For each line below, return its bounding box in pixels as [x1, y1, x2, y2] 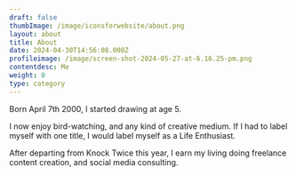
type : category [9, 79, 66, 88]
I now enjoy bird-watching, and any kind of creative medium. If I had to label [9, 121, 288, 132]
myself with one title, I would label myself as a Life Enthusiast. [9, 130, 236, 140]
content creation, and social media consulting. [9, 156, 179, 167]
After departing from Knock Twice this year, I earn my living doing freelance [9, 148, 287, 158]
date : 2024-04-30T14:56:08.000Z [9, 46, 129, 55]
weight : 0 [9, 71, 46, 80]
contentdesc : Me [9, 63, 69, 72]
